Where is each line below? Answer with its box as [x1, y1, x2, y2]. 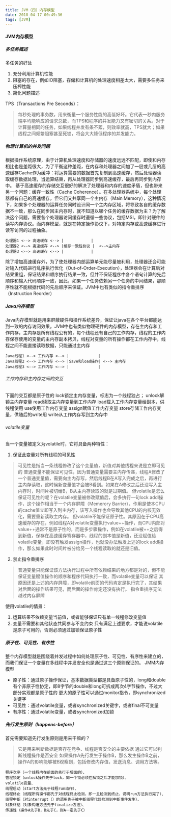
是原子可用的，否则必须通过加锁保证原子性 [12, 627, 102, 633]
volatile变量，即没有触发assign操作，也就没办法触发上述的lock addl [17, 539, 159, 545]
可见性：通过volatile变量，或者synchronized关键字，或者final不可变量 [12, 702, 159, 708]
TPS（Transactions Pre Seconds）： [5, 100, 80, 107]
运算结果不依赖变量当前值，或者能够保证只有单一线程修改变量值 [12, 614, 147, 620]
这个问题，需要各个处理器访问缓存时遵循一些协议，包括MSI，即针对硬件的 [9, 214, 165, 220]
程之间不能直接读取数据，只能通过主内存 [5, 342, 90, 348]
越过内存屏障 [17, 592, 45, 599]
